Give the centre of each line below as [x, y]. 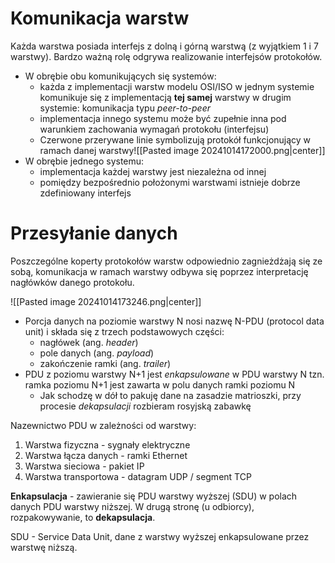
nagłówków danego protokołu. [72, 282]
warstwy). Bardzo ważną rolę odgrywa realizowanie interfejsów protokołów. [166, 56]
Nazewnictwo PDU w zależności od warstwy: [103, 425]
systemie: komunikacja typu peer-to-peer [125, 108]
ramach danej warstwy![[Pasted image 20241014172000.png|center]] [182, 150]
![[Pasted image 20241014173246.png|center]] [106, 301]
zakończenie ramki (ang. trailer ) [105, 363]
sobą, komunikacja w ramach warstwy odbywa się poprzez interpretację [159, 271]
